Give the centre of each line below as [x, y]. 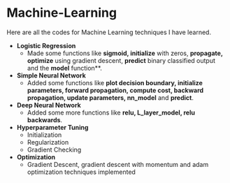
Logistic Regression [46, 45]
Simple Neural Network [51, 75]
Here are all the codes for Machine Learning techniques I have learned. [109, 32]
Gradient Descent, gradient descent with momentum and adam [118, 164]
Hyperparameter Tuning [52, 127]
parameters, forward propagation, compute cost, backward [115, 90]
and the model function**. [64, 68]
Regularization [48, 142]
